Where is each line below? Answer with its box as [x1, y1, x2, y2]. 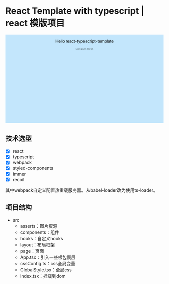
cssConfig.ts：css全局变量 [20, 261, 76, 267]
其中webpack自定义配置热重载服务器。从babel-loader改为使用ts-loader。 [5, 187, 158, 193]
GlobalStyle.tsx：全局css [20, 267, 72, 273]
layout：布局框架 [20, 242, 55, 248]
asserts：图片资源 [20, 223, 58, 229]
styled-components [12, 165, 54, 171]
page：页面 [20, 248, 44, 254]
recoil [12, 176, 25, 182]
